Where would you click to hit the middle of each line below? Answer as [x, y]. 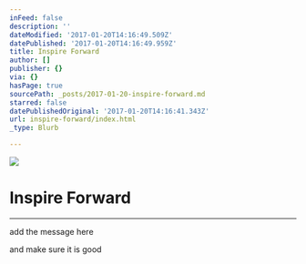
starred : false [38, 102]
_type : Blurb [34, 128]
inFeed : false [36, 18]
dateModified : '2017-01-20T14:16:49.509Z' [91, 35]
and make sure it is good [56, 249]
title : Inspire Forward [55, 52]
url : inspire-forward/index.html [73, 119]
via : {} [24, 77]
